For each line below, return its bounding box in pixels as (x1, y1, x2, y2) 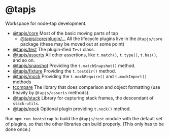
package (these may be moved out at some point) (20, 41, 125, 47)
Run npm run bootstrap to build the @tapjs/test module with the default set (5, 115, 163, 121)
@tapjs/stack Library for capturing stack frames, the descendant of (12, 95, 154, 101)
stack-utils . (12, 100, 40, 106)
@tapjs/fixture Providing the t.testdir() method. (12, 67, 116, 74)
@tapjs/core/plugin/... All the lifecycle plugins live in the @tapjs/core (20, 36, 163, 42)
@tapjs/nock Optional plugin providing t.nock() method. (12, 106, 131, 112)
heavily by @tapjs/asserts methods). (12, 89, 90, 95)
